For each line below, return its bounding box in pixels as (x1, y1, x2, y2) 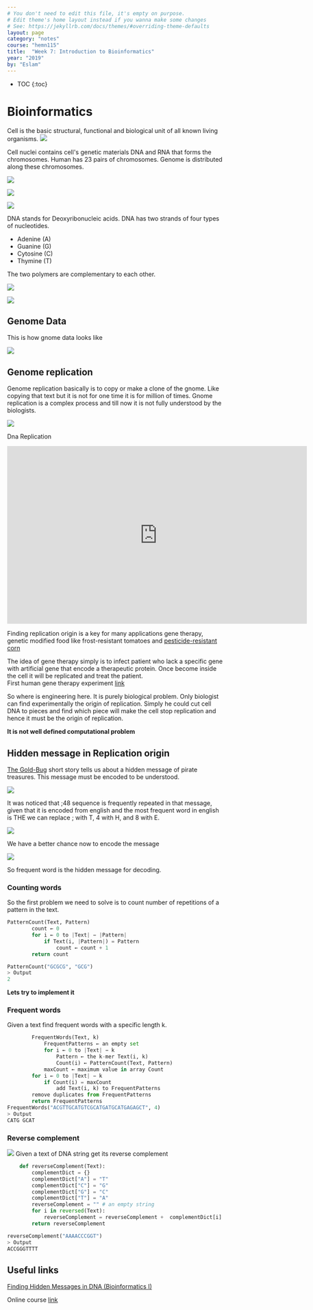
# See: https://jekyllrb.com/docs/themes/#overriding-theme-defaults (7, 23, 210, 29)
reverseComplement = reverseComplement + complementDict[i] (43, 1214, 223, 1221)
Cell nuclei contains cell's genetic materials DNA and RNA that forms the (7, 148, 212, 156)
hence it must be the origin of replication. (7, 714, 123, 723)
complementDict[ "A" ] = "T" (32, 1176, 109, 1183)
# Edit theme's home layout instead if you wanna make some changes (7, 16, 207, 23)
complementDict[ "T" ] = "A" (32, 1195, 109, 1202)
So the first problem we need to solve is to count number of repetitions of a (7, 898, 219, 906)
